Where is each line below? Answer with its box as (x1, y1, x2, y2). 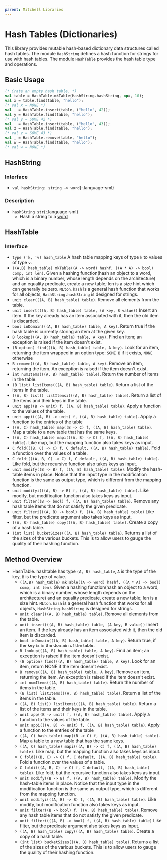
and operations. (5, 61, 37, 67)
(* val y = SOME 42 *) (5, 117, 52, 122)
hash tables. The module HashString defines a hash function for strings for (5, 50, 159, 56)
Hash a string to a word (19, 214, 68, 219)
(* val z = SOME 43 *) (5, 131, 52, 136)
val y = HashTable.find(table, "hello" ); (5, 112, 93, 117)
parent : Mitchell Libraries (5, 7, 64, 12)
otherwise (12, 355, 33, 361)
